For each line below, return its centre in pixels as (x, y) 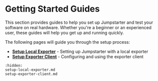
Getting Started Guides (53, 9)
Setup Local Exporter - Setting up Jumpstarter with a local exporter (80, 51)
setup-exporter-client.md (31, 74)
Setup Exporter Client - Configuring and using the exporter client (78, 56)
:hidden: (14, 65)
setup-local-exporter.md (30, 70)
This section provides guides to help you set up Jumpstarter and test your (79, 22)
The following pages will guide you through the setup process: (68, 42)
